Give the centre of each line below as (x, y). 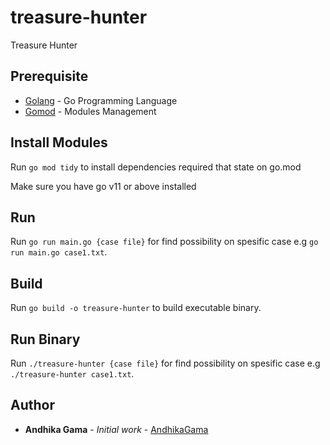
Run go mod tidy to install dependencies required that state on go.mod (156, 167)
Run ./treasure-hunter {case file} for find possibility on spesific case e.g (165, 363)
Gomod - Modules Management (90, 111)
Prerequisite (49, 76)
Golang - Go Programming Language (101, 100)
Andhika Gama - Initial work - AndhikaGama (116, 429)
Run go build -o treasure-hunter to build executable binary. (136, 308)
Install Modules (59, 142)
